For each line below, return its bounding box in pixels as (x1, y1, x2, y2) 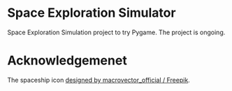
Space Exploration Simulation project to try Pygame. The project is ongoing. (7, 28, 226, 36)
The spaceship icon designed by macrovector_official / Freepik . (7, 76, 190, 84)
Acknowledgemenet (7, 52, 127, 69)
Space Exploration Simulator (7, 5, 176, 21)
